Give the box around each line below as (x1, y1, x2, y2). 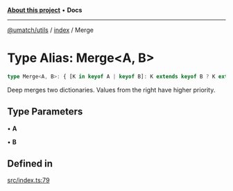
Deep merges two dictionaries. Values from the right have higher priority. (7, 85, 216, 94)
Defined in (7, 158, 53, 169)
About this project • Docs (7, 6, 83, 14)
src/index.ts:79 (7, 176, 50, 185)
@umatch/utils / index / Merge (7, 26, 94, 34)
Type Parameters (7, 106, 83, 117)
